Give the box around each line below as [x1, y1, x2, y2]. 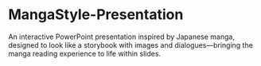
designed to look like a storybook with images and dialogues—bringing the [8, 40, 253, 49]
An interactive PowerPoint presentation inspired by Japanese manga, [8, 32, 235, 41]
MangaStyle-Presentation [8, 6, 184, 24]
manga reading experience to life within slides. [8, 49, 162, 58]
